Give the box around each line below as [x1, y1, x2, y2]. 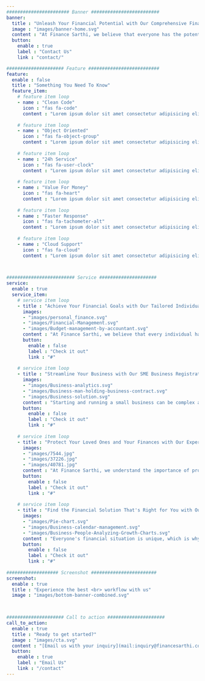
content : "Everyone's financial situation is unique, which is [22, 535, 190, 542]
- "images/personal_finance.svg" [22, 314, 108, 320]
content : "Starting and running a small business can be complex [22, 399, 195, 406]
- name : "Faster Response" [17, 213, 88, 219]
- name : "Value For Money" [17, 184, 88, 191]
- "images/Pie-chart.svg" [22, 519, 88, 525]
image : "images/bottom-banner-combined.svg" [12, 593, 130, 599]
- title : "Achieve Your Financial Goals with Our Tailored [17, 303, 173, 309]
